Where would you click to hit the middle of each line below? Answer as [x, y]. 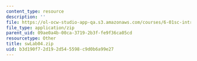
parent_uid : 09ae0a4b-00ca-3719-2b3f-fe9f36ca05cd [69, 33]
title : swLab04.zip [30, 44]
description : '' [26, 17]
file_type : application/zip [40, 28]
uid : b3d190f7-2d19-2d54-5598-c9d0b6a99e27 [60, 49]
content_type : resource [35, 11]
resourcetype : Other [31, 38]
